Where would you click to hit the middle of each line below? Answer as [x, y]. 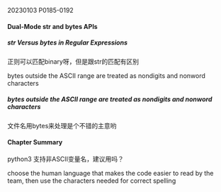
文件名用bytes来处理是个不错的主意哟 [62, 125]
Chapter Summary [35, 142]
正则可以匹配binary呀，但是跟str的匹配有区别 [73, 61]
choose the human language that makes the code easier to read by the [110, 173]
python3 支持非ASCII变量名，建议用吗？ [66, 159]
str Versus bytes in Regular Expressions [68, 43]
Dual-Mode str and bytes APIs [52, 26]
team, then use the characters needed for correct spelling [92, 181]
